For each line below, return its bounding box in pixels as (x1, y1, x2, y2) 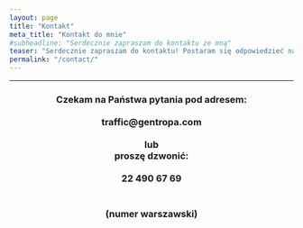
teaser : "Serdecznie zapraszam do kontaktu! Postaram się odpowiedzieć (9, 47, 284, 56)
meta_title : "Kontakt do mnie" (9, 30, 127, 39)
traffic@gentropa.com (101, 115, 202, 128)
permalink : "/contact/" (9, 55, 99, 64)
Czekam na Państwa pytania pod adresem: (55, 93, 248, 105)
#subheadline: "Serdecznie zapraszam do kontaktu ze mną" (9, 38, 232, 48)
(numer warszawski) (105, 207, 198, 220)
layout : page (9, 13, 59, 23)
